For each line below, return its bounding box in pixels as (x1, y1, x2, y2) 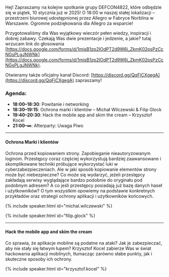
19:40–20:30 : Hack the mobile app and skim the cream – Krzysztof (12, 112, 152, 118)
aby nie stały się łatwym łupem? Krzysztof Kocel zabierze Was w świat (5, 245, 152, 251)
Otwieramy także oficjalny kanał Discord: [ (5, 72, 93, 78)
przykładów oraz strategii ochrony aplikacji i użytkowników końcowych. (5, 193, 154, 199)
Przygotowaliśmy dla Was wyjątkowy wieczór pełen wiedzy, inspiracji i (5, 30, 151, 36)
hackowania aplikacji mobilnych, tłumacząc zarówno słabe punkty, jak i (5, 250, 152, 256)
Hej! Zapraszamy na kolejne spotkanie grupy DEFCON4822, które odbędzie (5, 5, 162, 10)
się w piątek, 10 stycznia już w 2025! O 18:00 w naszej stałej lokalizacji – (5, 10, 155, 16)
